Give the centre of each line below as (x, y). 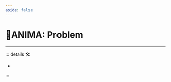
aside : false (19, 10)
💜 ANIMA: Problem (44, 35)
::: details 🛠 (18, 54)
